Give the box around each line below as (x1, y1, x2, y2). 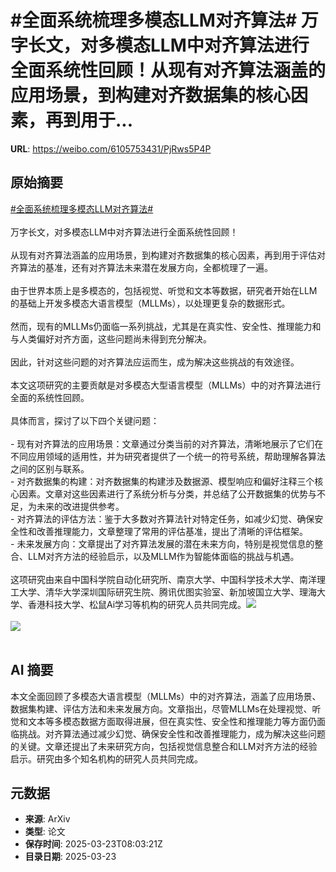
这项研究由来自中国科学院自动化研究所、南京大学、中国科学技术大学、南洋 (10, 573, 317, 585)
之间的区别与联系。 (10, 462, 90, 475)
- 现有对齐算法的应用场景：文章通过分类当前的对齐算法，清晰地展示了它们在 (10, 437, 324, 450)
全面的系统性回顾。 (10, 391, 90, 403)
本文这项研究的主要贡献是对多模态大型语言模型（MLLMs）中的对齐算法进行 (10, 379, 322, 391)
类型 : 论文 (24, 826, 66, 838)
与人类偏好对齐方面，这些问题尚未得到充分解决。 (10, 332, 212, 345)
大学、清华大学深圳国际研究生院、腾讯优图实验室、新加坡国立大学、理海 (18, 586, 317, 598)
